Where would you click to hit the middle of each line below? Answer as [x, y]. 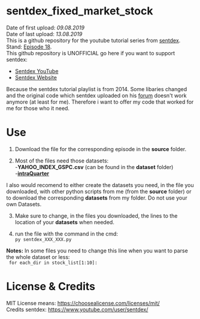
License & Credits [51, 287]
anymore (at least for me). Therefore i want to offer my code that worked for [100, 102]
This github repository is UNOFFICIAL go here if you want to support [91, 53]
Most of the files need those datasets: [62, 161]
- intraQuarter [32, 173]
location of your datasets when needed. [65, 222]
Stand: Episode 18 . [29, 47]
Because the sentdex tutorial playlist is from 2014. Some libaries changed [97, 89]
